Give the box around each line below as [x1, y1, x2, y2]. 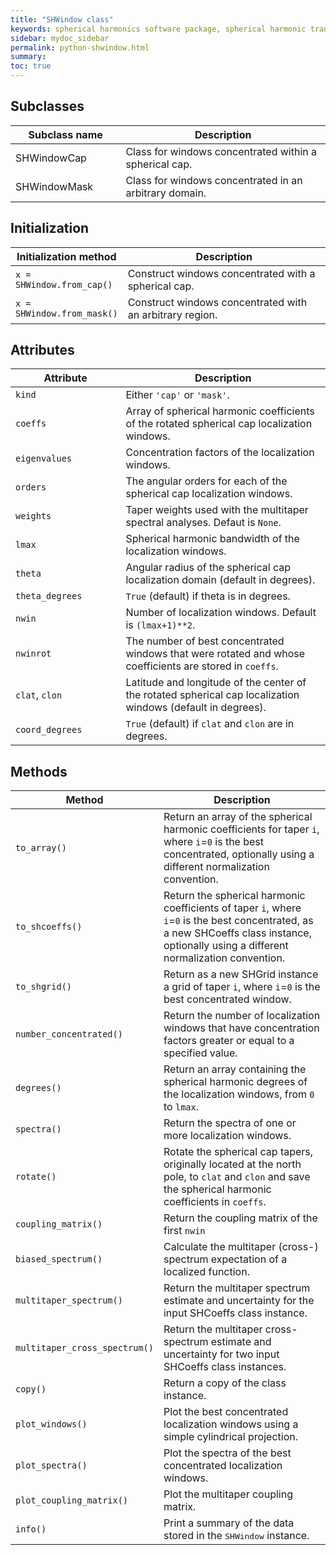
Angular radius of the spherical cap [125, 561, 291, 575]
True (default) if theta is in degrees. [125, 589, 291, 603]
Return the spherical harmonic [163, 889, 306, 903]
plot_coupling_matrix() [15, 1495, 129, 1506]
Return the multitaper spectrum [163, 1281, 311, 1295]
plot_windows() [15, 1419, 88, 1430]
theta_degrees [15, 591, 83, 602]
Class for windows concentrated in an [125, 173, 303, 187]
